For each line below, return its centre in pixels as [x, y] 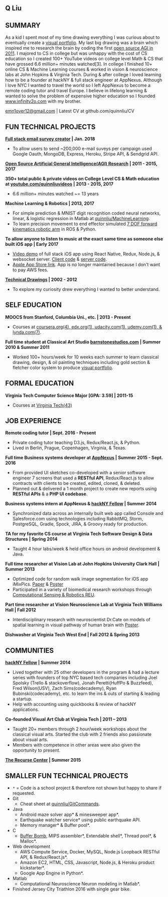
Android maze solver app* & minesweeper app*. [69, 815]
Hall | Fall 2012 [21, 610]
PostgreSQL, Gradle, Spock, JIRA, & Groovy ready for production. [80, 524]
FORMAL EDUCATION [40, 383]
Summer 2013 [20, 569]
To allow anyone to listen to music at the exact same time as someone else [84, 239]
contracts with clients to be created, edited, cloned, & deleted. [77, 483]
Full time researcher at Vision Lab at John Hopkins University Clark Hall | [82, 564]
